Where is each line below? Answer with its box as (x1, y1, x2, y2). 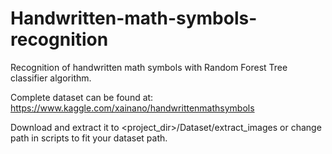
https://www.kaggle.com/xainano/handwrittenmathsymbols (10, 102, 255, 114)
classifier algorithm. (10, 72, 92, 84)
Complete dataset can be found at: (10, 91, 154, 103)
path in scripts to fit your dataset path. (10, 132, 168, 144)
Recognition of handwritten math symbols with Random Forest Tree (10, 61, 288, 73)
